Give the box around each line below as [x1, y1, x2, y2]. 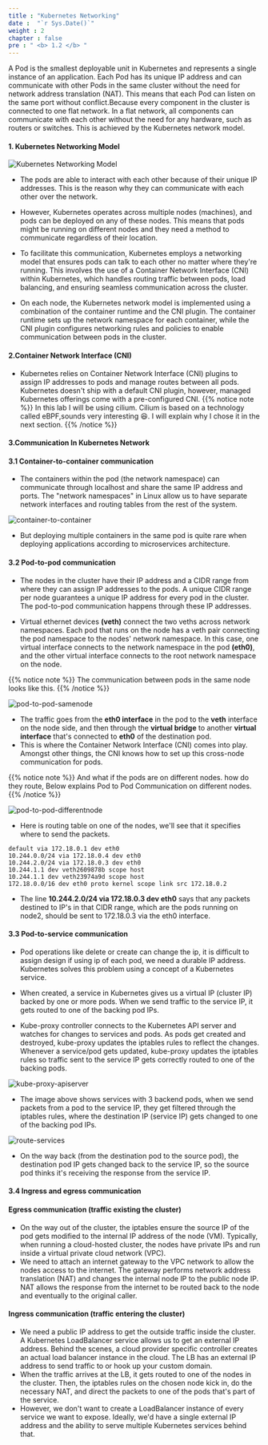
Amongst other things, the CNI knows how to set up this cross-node [19, 748, 245, 758]
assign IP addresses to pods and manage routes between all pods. [19, 377, 240, 387]
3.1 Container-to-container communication [8, 456, 154, 466]
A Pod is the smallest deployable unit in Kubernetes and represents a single [8, 63, 258, 73]
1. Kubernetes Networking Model [8, 141, 120, 151]
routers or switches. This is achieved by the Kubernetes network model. [8, 123, 246, 133]
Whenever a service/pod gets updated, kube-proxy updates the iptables [19, 1046, 258, 1055]
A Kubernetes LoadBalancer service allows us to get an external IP [19, 1335, 240, 1345]
